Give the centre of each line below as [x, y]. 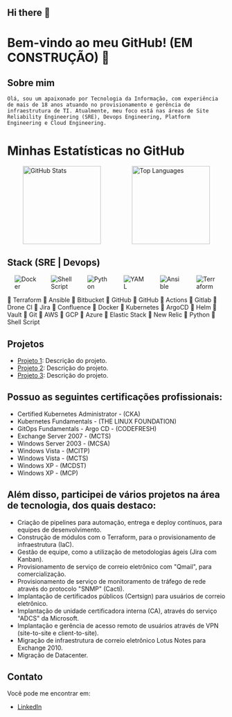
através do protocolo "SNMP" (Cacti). [71, 589]
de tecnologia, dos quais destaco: [82, 506]
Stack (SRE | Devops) [54, 262]
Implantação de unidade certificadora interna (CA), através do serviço [117, 611]
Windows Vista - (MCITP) [53, 450]
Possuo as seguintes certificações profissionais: [115, 397]
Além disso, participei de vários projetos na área [114, 495]
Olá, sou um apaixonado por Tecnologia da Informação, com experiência [113, 99]
